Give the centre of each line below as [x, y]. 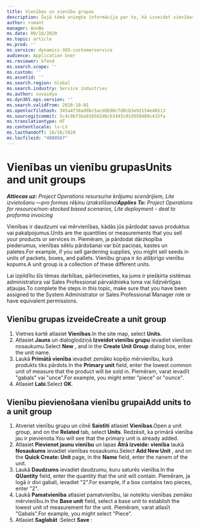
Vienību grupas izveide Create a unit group [87, 319]
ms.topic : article [29, 39]
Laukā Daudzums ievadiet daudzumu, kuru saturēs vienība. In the [95, 470]
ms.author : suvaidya [32, 94]
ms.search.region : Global [38, 83]
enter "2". [27, 489]
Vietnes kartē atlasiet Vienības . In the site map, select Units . [88, 333]
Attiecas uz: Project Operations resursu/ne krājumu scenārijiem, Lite [91, 196]
